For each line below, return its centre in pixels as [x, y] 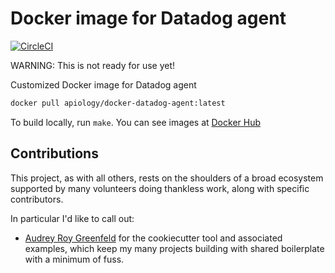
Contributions [54, 153]
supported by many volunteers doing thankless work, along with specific [160, 188]
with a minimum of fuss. [74, 259]
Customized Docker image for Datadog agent [103, 84]
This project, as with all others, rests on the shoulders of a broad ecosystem [167, 178]
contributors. [37, 199]
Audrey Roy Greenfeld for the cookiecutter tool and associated [153, 238]
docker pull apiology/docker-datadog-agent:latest [118, 103]
